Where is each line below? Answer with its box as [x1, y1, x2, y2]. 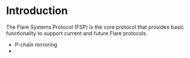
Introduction [6, 4, 68, 18]
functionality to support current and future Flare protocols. [6, 29, 148, 36]
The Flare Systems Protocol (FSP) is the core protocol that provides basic [6, 23, 184, 30]
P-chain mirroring [14, 41, 58, 48]
